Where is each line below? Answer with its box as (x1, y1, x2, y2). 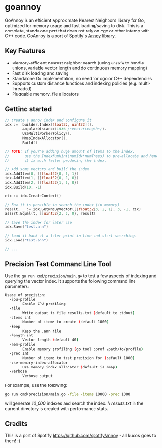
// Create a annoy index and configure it (5, 118, 92, 123)
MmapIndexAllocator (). (22, 136, 68, 141)
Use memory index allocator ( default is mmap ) (22, 365, 118, 369)
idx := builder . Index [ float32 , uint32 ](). (5, 122, 94, 127)
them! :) (5, 438, 21, 444)
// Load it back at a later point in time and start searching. (5, 233, 137, 239)
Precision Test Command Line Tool (5, 260, 112, 268)
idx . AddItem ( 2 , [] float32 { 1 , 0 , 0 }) (5, 180, 79, 185)
